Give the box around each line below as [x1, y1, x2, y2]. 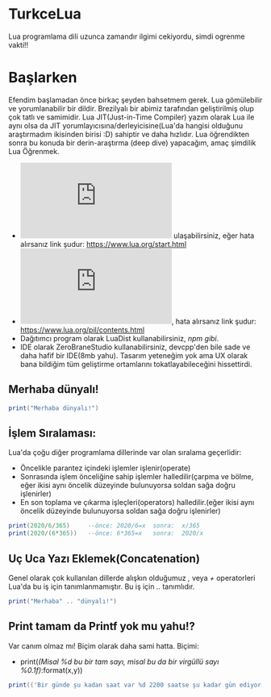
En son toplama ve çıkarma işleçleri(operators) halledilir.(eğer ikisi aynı [19, 498, 255, 507]
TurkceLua [8, 5, 82, 23]
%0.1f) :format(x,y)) [19, 665, 83, 674]
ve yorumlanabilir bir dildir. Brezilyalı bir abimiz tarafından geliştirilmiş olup [8, 103, 254, 113]
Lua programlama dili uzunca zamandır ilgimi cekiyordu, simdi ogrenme [8, 31, 245, 41]
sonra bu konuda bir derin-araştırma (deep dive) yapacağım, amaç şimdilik [8, 138, 256, 148]
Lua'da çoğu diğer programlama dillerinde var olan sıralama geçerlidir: [8, 448, 242, 457]
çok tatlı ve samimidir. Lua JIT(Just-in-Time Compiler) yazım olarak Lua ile [8, 112, 255, 122]
